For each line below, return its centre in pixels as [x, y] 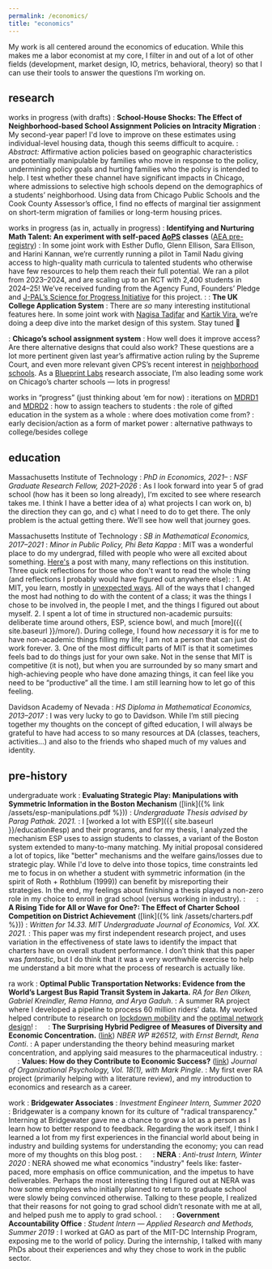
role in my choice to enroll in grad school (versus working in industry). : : [134, 899]
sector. [20, 1258]
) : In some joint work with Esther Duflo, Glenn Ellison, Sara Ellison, [144, 245]
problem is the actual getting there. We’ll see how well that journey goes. [130, 520]
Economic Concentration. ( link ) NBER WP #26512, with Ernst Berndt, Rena [134, 1035]
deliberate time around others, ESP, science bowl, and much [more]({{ [125, 623]
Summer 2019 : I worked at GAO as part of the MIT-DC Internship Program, [133, 1232]
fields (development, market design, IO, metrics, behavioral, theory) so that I [136, 64]
